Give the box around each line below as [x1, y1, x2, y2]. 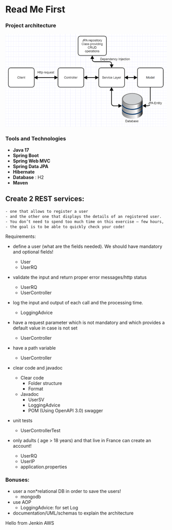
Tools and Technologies [5, 135, 66, 142]
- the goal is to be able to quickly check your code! [5, 224, 125, 229]
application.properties [20, 464, 67, 470]
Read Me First [5, 4, 66, 15]
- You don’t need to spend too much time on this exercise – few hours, [5, 219, 164, 224]
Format [28, 386, 44, 392]
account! [12, 443, 32, 449]
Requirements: [5, 233, 36, 240]
